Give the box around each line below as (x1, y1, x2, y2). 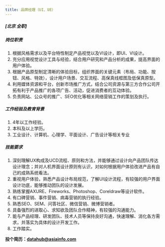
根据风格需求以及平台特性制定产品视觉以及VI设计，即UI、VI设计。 (12, 50, 147, 56)
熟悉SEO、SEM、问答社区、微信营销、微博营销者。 (12, 200, 117, 206)
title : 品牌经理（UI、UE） (5, 7, 55, 12)
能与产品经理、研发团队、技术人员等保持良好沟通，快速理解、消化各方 (12, 213, 156, 219)
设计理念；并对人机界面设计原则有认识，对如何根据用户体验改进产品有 (12, 163, 156, 169)
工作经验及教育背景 (5, 106, 45, 112)
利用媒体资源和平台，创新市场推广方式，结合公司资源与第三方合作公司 (12, 81, 156, 87)
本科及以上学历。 (12, 125, 48, 131)
